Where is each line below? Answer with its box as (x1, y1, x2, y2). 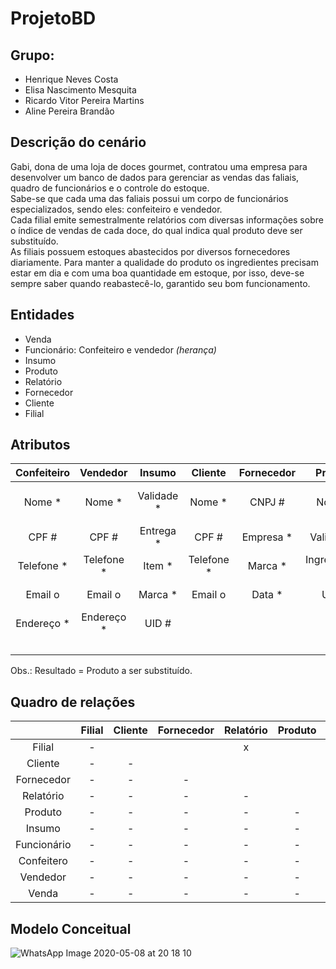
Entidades (10, 307, 75, 324)
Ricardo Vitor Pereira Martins (24, 95, 145, 106)
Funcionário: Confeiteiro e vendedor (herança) (24, 343, 217, 356)
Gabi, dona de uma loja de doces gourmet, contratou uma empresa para (10, 160, 308, 172)
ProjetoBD (10, 7, 97, 30)
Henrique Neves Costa (24, 73, 119, 85)
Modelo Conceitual (10, 920, 132, 937)
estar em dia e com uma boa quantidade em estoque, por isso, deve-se (10, 267, 305, 279)
